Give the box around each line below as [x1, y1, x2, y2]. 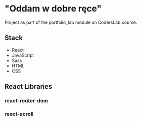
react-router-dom [4, 97, 48, 104]
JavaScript [11, 52, 34, 58]
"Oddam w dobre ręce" [4, 3, 102, 14]
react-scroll [4, 110, 34, 117]
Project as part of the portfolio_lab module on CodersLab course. [4, 19, 137, 25]
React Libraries [4, 82, 52, 91]
